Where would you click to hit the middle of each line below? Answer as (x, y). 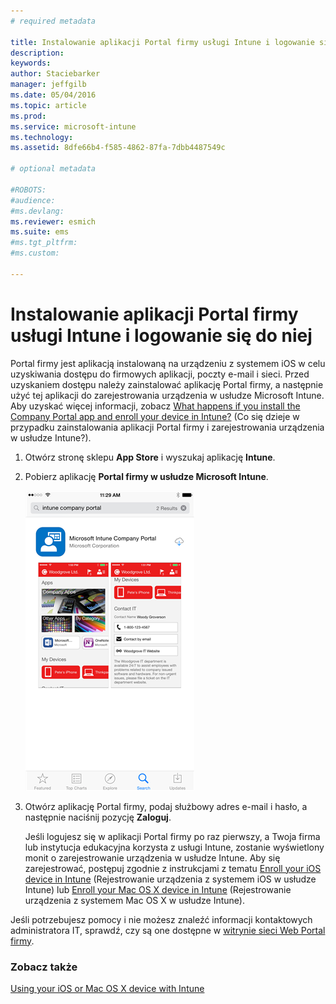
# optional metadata (53, 169)
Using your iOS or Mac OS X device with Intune (107, 988)
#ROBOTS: (28, 190)
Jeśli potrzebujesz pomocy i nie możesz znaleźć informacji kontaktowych (161, 919)
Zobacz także (44, 967)
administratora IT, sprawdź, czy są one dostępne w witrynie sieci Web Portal (168, 930)
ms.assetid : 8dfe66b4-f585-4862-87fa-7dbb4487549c (118, 148)
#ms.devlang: (37, 211)
